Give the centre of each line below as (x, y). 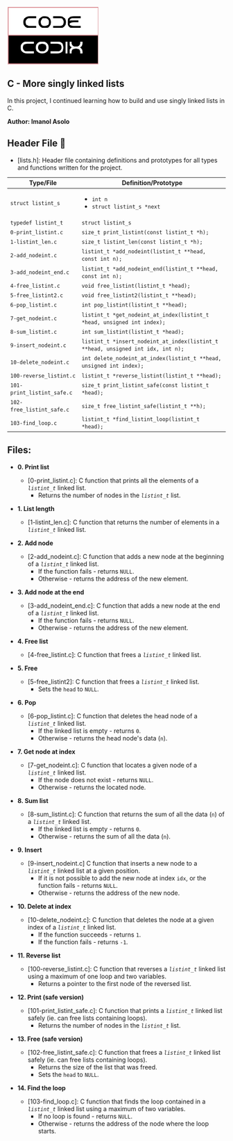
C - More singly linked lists (66, 84)
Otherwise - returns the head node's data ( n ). (103, 738)
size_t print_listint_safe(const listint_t (145, 385)
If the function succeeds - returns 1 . (89, 934)
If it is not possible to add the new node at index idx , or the (122, 878)
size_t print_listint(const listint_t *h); (145, 232)
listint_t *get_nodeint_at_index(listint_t (145, 315)
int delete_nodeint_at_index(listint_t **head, (152, 359)
